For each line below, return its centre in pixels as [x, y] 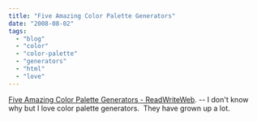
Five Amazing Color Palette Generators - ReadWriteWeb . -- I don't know [128, 99]
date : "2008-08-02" [41, 24]
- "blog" [30, 39]
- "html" [30, 69]
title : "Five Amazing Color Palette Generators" [92, 16]
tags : [17, 31]
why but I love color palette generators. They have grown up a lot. [120, 108]
